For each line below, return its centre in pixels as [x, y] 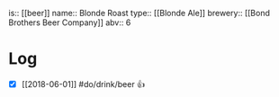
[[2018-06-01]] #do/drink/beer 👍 [83, 84]
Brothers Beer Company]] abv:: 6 [70, 22]
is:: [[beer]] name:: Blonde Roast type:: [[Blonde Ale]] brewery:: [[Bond [139, 13]
